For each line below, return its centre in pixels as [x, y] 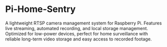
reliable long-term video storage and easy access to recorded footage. [78, 39]
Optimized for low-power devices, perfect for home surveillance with [77, 33]
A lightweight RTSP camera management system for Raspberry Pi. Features [83, 23]
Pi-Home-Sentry [40, 9]
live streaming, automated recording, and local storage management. [77, 28]
